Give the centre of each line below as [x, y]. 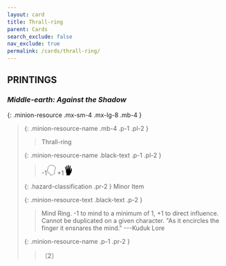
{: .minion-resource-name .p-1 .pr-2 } [77, 241]
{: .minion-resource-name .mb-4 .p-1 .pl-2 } [86, 128]
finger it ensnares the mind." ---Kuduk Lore [103, 228]
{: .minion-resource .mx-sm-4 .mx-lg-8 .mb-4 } [75, 115]
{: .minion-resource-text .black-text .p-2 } [83, 199]
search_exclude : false [40, 37]
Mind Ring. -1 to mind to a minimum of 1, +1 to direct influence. [130, 213]
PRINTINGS [32, 80]
